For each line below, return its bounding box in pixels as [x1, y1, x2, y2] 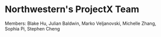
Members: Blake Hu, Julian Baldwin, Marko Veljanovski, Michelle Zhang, [5, 20, 156, 26]
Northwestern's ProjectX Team [5, 4, 140, 15]
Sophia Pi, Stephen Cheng [5, 25, 60, 31]
